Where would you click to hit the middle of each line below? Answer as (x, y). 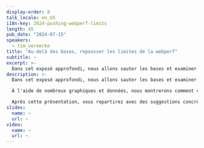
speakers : (19, 40)
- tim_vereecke (31, 46)
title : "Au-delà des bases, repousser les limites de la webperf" (92, 52)
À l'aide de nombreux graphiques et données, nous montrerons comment (103, 91)
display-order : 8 (28, 12)
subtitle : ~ (21, 57)
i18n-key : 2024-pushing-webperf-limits (57, 23)
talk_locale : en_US (31, 18)
